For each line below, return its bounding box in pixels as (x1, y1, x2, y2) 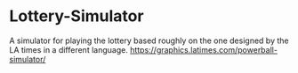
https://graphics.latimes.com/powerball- (130, 44, 278, 55)
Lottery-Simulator (9, 6, 144, 26)
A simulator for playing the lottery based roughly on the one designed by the (9, 35, 289, 46)
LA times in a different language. (9, 44, 129, 55)
